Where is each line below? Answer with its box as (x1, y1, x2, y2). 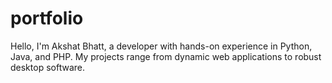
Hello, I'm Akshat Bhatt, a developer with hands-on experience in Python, (10, 40, 313, 52)
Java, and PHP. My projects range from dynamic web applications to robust (10, 50, 322, 62)
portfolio (10, 7, 84, 30)
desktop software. (10, 61, 85, 73)
